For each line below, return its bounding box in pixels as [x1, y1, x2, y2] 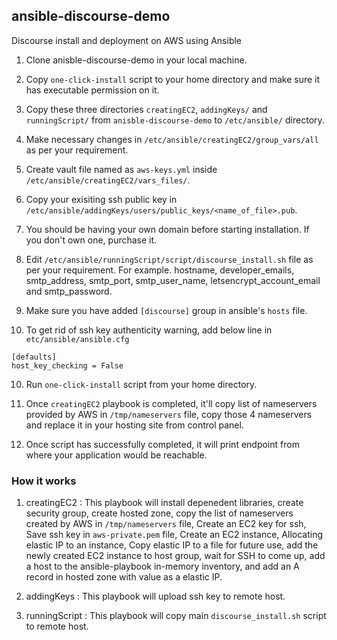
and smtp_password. [25, 285, 113, 297]
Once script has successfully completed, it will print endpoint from [25, 438, 300, 450]
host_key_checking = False [11, 360, 124, 371]
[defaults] [11, 352, 57, 362]
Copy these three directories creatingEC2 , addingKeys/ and [25, 103, 268, 115]
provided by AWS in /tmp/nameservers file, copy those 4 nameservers [25, 408, 313, 420]
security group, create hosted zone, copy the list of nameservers [25, 507, 294, 519]
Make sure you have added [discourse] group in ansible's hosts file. [25, 304, 308, 316]
